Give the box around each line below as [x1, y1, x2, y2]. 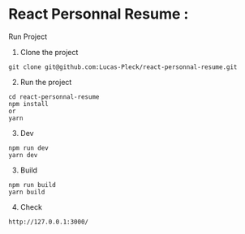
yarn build [8, 188, 45, 196]
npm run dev [8, 143, 49, 152]
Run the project [19, 77, 72, 87]
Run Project [8, 32, 48, 41]
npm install [8, 100, 49, 108]
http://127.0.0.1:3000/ [8, 218, 89, 226]
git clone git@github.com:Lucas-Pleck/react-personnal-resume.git [8, 62, 238, 71]
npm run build [8, 181, 57, 189]
